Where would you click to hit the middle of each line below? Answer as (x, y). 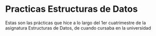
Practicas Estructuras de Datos (71, 9)
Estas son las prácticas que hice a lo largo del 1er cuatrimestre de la (75, 23)
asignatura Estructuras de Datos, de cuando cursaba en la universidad (78, 28)
